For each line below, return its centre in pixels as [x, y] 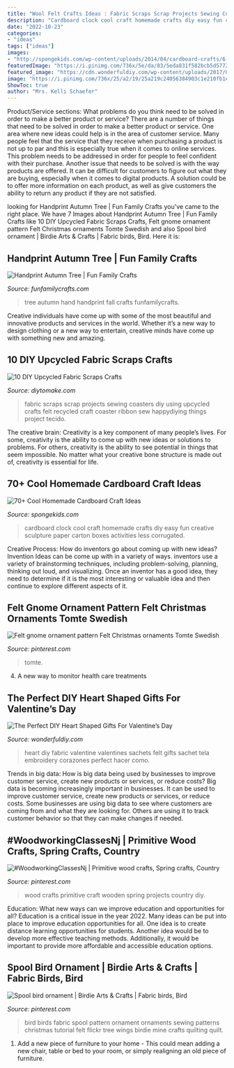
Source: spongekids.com [43, 514]
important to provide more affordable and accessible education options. [110, 946]
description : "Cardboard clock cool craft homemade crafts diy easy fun [115, 20]
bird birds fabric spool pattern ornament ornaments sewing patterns [122, 1022]
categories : [24, 33]
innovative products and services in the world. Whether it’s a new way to [111, 323]
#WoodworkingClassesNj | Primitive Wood [102, 840]
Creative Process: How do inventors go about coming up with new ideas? [112, 548]
